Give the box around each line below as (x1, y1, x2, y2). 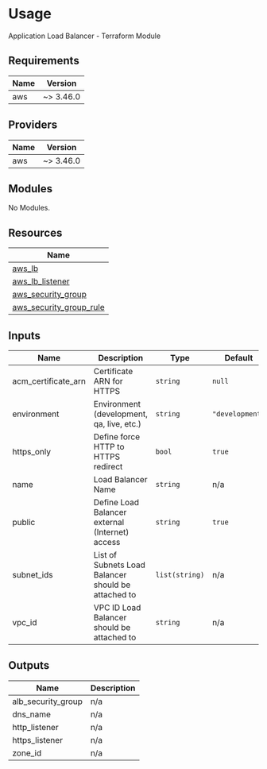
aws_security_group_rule (12, 302, 105, 313)
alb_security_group (12, 696, 83, 707)
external (93, 517, 125, 527)
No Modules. (8, 203, 50, 213)
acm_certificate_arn (12, 376, 86, 386)
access (93, 537, 121, 547)
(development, (93, 408, 149, 419)
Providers (8, 118, 58, 132)
